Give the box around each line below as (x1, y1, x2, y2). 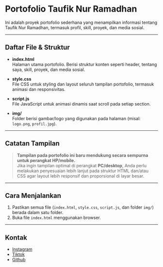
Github (12, 257, 26, 263)
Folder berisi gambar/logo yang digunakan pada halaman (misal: (12, 115, 141, 121)
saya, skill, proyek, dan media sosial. (12, 67, 85, 72)
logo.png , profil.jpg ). (12, 121, 57, 126)
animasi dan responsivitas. (12, 86, 65, 92)
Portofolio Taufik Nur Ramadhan (5, 3, 137, 15)
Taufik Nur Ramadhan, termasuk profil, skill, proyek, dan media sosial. (5, 24, 145, 30)
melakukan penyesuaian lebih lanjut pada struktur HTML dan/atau (16, 168, 149, 174)
